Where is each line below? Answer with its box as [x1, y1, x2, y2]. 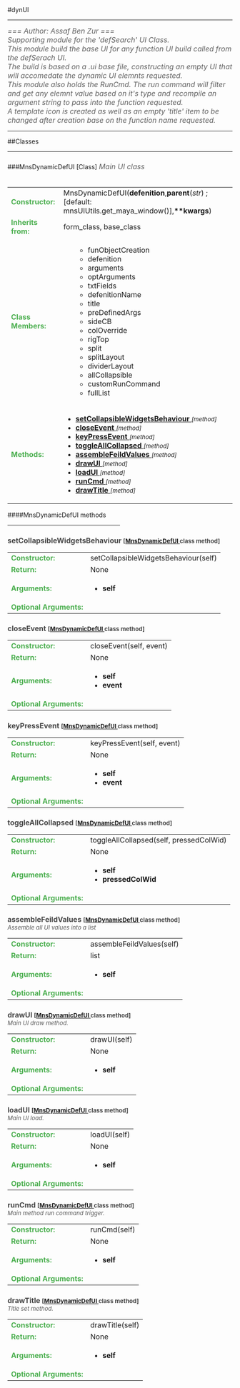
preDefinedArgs [87, 308, 141, 318]
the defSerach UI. [7, 53, 67, 62]
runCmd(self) [90, 1224, 136, 1234]
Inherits [11, 218, 38, 228]
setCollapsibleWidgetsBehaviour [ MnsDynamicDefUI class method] [7, 535, 220, 545]
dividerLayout [87, 361, 134, 371]
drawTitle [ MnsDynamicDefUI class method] [7, 1295, 139, 1305]
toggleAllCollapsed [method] [75, 441, 169, 451]
